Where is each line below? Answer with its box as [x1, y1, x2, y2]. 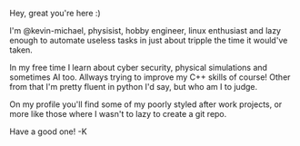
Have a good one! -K [9, 126, 88, 137]
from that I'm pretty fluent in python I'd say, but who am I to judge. [9, 82, 257, 92]
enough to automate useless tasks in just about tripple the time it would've [9, 35, 288, 45]
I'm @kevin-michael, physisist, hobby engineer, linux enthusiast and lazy [9, 25, 282, 35]
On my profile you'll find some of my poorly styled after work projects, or [9, 99, 283, 110]
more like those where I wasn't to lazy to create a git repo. [9, 109, 227, 119]
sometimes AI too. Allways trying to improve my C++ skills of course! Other [9, 72, 291, 83]
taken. [9, 44, 34, 55]
